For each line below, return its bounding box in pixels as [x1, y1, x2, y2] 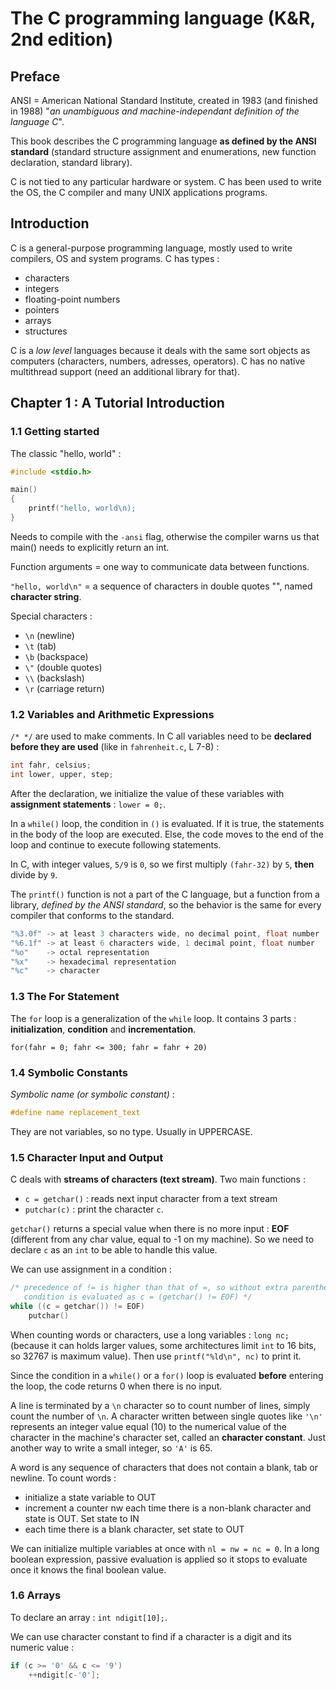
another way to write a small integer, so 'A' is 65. [10, 1442, 213, 1454]
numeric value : [10, 1641, 75, 1653]
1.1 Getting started [10, 425, 100, 439]
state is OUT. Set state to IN [24, 1512, 140, 1524]
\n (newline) [24, 629, 75, 641]
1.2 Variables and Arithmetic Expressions [10, 707, 215, 721]
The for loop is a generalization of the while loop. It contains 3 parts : [10, 1012, 297, 1024]
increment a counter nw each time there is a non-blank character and [24, 1502, 312, 1514]
